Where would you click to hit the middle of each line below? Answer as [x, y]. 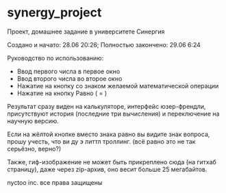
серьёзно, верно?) [34, 149]
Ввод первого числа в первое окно [68, 71]
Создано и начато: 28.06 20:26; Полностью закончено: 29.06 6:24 [104, 44]
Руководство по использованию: [55, 58]
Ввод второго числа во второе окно [70, 78]
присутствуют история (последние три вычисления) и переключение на [113, 114]
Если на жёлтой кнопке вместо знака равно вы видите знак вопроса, [109, 134]
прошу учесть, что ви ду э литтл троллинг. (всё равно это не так [101, 141]
